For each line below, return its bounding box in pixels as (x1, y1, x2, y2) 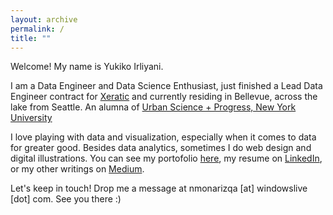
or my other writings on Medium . (10, 163, 145, 175)
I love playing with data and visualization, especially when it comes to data (10, 131, 317, 143)
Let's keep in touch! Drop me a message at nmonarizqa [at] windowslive (10, 182, 308, 195)
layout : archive (10, 14, 78, 25)
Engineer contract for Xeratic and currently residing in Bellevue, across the (10, 91, 318, 103)
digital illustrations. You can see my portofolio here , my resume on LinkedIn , (10, 152, 323, 165)
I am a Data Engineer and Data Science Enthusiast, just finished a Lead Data (10, 80, 323, 92)
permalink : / (10, 24, 65, 34)
